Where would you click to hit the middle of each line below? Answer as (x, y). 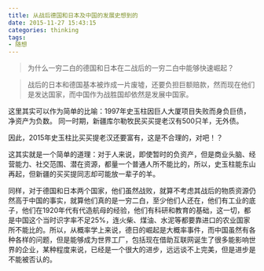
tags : (17, 37)
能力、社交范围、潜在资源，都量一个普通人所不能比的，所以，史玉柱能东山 (135, 164)
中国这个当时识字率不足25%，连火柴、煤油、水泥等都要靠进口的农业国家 (132, 220)
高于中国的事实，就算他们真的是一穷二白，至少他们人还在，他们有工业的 (132, 200)
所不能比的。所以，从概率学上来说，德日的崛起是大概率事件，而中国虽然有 (128, 230)
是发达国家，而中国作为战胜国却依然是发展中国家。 (110, 94)
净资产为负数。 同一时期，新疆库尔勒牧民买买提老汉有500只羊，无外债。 (126, 121)
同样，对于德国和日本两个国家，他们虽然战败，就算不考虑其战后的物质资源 (128, 191)
